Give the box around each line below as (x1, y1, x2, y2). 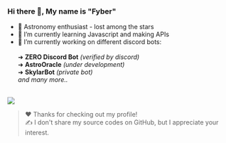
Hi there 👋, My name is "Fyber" (7, 6, 117, 16)
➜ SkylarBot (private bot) (17, 68, 93, 77)
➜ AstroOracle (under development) (17, 60, 125, 69)
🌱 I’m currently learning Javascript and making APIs (17, 30, 169, 38)
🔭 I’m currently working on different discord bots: (17, 38, 162, 46)
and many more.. (17, 75, 68, 84)
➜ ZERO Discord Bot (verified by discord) (17, 53, 140, 61)
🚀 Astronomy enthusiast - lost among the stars (17, 23, 154, 31)
